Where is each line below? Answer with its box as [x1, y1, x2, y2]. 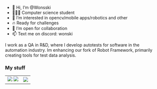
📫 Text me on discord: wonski [12, 31, 73, 36]
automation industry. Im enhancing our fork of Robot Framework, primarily [5, 47, 153, 53]
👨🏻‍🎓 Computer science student [12, 10, 75, 15]
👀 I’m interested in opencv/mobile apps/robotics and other [12, 15, 128, 20]
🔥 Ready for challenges [12, 20, 59, 26]
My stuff [5, 64, 26, 71]
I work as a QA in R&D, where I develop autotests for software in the [5, 42, 140, 48]
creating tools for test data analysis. [5, 52, 76, 58]
